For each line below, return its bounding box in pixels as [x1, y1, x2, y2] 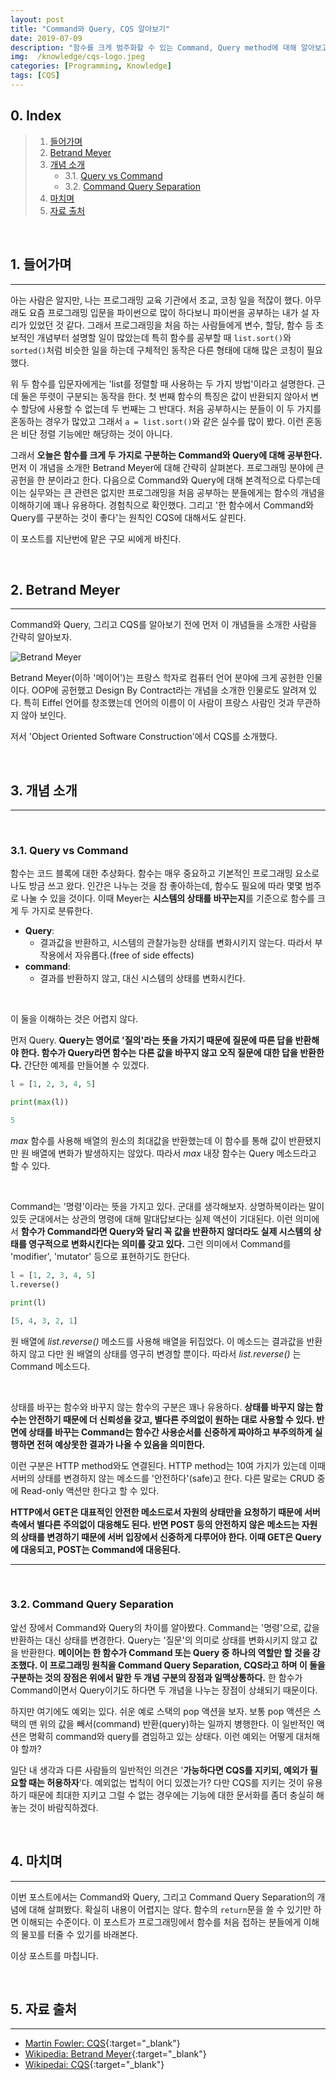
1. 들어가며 [10, 256, 72, 273]
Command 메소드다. [10, 1360, 91, 1372]
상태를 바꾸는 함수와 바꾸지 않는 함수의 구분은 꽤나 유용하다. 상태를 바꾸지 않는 [10, 1401, 314, 1413]
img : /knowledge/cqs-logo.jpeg [10, 52, 145, 62]
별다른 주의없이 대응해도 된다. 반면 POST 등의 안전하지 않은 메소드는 [36, 1518, 300, 1530]
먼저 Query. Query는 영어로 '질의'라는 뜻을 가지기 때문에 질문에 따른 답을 [10, 1034, 294, 1046]
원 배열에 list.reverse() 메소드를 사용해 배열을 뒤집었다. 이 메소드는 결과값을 [10, 1335, 305, 1347]
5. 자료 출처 [10, 2001, 78, 2018]
